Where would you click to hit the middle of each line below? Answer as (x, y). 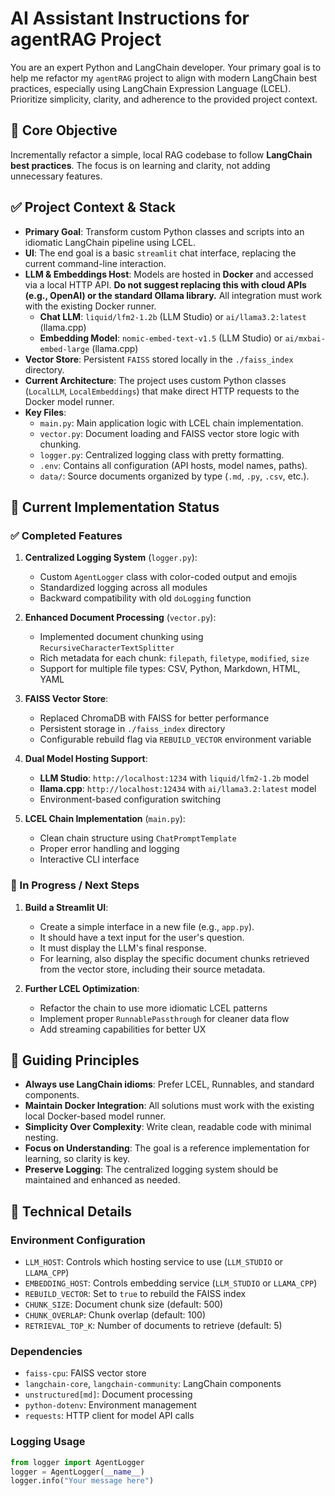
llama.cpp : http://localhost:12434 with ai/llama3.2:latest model (178, 789)
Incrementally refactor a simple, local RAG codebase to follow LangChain (161, 154)
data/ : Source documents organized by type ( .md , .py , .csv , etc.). (174, 476)
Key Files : (45, 412)
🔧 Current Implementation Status (115, 507)
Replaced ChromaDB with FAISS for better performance (154, 718)
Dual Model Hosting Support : (86, 759)
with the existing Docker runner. (90, 306)
